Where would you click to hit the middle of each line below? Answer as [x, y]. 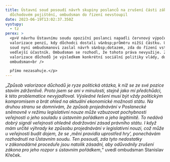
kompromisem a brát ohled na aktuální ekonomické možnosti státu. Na [79, 101]
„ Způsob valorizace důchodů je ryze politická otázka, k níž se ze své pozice [85, 85]
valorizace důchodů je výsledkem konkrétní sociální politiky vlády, [84, 57]
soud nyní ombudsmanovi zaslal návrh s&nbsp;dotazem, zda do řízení [83, 48]
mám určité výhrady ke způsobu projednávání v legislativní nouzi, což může [85, 128]
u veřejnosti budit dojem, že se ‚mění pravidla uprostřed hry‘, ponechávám [83, 134]
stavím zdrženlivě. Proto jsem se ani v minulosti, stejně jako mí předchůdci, [83, 91]
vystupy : [14, 24]
